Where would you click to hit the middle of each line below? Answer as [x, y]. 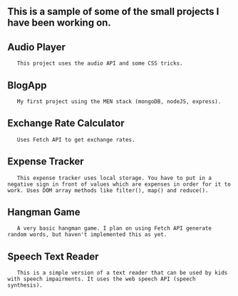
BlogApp [27, 85]
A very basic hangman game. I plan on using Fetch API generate [114, 228]
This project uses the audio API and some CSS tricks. [100, 63]
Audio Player [36, 47]
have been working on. [59, 23]
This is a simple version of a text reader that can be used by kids [122, 273]
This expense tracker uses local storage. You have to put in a [114, 178]
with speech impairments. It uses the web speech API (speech [102, 279]
